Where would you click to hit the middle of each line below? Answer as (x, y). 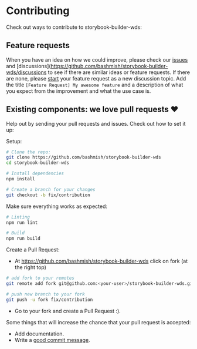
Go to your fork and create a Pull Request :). (68, 311)
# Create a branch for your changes (51, 189)
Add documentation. (39, 334)
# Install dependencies (35, 174)
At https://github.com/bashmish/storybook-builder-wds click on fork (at (101, 261)
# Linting (18, 217)
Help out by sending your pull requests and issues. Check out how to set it (96, 123)
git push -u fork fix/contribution (50, 300)
